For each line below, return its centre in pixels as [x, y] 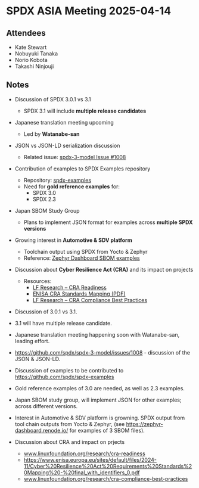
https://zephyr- [144, 424]
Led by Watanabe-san [52, 134]
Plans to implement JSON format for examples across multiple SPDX [108, 222]
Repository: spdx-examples [57, 180]
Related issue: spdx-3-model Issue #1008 [75, 157]
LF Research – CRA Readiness [70, 287]
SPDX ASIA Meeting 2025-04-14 [89, 11]
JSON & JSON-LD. [38, 359]
